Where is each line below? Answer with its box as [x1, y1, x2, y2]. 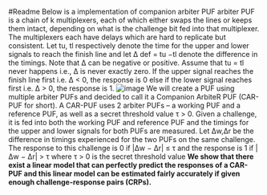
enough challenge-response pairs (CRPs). [8, 177, 152, 187]
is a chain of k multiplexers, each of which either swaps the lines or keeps [8, 15, 253, 25]
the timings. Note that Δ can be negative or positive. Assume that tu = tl [8, 58, 245, 67]
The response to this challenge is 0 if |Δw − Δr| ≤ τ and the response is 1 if [8, 144, 254, 152]
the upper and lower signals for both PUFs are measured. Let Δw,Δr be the [8, 126, 254, 136]
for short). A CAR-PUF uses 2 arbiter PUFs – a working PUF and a [23, 100, 241, 110]
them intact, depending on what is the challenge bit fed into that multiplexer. [8, 24, 260, 33]
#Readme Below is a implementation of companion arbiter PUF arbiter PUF [8, 7, 255, 16]
